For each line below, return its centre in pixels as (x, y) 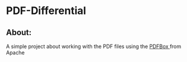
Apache (15, 53)
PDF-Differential (46, 11)
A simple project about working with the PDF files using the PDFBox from (94, 46)
